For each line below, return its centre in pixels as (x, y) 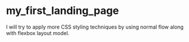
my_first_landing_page (63, 11)
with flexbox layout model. (38, 33)
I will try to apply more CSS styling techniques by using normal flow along (95, 27)
